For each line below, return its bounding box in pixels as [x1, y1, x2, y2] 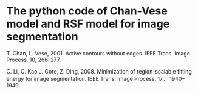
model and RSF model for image [6, 17, 170, 31]
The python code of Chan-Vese [6, 4, 168, 18]
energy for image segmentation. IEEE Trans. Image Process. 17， [6, 75, 168, 82]
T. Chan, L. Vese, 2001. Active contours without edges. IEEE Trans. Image [6, 49, 190, 57]
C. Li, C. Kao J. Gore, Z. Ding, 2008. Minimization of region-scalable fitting [6, 67, 193, 75]
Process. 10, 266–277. [6, 56, 61, 63]
